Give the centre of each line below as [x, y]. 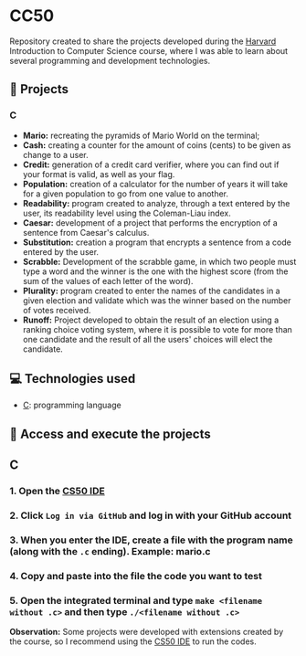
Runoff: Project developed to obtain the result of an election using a [151, 320]
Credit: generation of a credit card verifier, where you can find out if [151, 164]
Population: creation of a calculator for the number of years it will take [155, 184]
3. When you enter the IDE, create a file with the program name [152, 540]
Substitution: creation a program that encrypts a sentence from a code [157, 242]
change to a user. [55, 154]
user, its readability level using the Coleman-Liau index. [127, 213]
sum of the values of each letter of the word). [108, 280]
